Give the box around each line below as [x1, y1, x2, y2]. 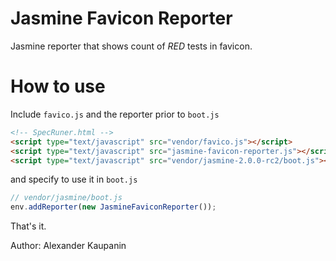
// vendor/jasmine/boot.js [10, 193, 123, 203]
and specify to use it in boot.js [10, 173, 138, 186]
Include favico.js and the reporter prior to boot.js [10, 108, 220, 120]
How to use [10, 75, 106, 98]
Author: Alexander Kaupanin [10, 240, 127, 252]
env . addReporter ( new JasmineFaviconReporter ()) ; [10, 202, 217, 212]
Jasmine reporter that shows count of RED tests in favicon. [10, 40, 253, 52]
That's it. [10, 220, 47, 232]
